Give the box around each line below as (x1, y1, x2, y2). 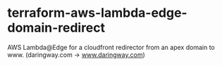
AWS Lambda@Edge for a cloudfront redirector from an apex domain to (7, 43, 215, 51)
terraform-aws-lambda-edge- (7, 5, 188, 21)
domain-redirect (7, 20, 106, 36)
